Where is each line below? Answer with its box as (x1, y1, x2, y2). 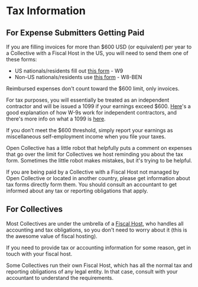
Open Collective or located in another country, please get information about (6, 175, 190, 181)
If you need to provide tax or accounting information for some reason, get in (6, 244, 191, 251)
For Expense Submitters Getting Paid (6, 28, 145, 38)
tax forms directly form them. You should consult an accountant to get (6, 181, 177, 188)
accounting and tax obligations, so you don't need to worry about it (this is (6, 226, 187, 233)
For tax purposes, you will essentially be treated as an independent (6, 96, 170, 103)
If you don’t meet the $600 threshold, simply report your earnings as (6, 127, 173, 133)
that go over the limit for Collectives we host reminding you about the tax (6, 151, 183, 158)
